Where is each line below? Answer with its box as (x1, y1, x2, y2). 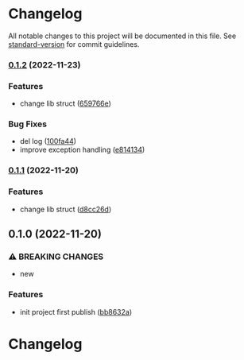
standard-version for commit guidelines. (8, 39, 140, 48)
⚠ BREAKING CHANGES (8, 251, 104, 262)
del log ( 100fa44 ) (19, 137, 77, 146)
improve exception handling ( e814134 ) (19, 145, 145, 155)
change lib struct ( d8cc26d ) (19, 204, 112, 214)
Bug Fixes (8, 118, 48, 130)
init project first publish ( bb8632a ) (19, 307, 133, 316)
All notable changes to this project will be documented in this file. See (8, 31, 237, 41)
